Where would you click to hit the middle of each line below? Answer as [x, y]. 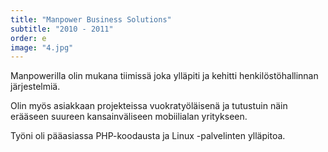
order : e [28, 38]
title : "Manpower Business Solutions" [91, 19]
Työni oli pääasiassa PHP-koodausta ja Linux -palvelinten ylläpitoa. [148, 136]
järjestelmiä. [35, 87]
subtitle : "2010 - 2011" [62, 29]
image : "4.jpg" [42, 47]
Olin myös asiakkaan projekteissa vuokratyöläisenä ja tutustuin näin [149, 106]
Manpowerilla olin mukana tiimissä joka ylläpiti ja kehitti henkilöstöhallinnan [164, 76]
